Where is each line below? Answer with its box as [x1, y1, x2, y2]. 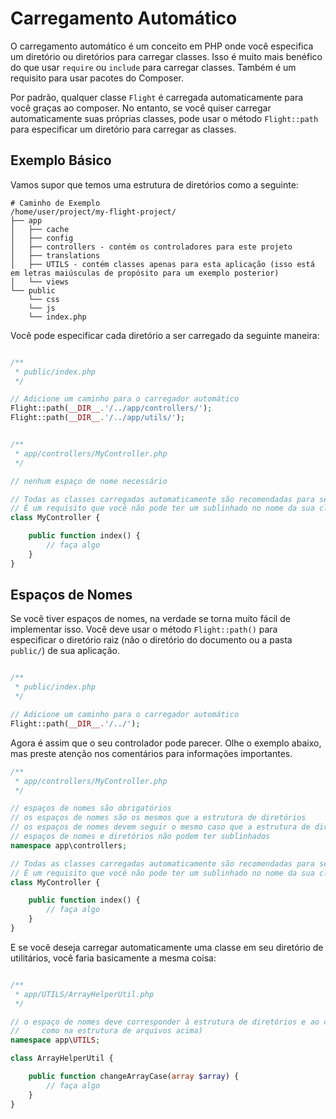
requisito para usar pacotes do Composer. [10, 72, 185, 84]
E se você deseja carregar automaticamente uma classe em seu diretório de [10, 941, 324, 953]
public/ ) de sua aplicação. [10, 645, 120, 657]
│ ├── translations [10, 250, 101, 261]
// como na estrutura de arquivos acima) [10, 1026, 203, 1036]
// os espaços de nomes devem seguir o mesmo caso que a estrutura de [10, 822, 311, 832]
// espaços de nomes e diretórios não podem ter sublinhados [10, 832, 271, 842]
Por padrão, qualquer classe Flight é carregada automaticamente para [10, 91, 304, 103]
